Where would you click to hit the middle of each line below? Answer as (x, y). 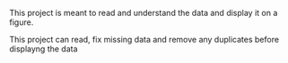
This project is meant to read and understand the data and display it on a (144, 13)
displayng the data (44, 49)
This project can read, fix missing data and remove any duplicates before (144, 39)
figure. (22, 22)
